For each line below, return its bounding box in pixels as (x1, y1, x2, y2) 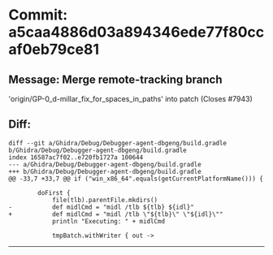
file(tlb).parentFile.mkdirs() (51, 196, 158, 204)
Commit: (8, 6, 68, 24)
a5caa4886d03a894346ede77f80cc (8, 23, 265, 41)
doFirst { (37, 188, 71, 197)
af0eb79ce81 (8, 41, 100, 58)
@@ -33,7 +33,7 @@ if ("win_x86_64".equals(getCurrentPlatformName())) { (8, 175, 264, 183)
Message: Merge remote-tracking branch (8, 72, 223, 86)
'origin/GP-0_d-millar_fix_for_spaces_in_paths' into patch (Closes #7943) (8, 94, 253, 103)
